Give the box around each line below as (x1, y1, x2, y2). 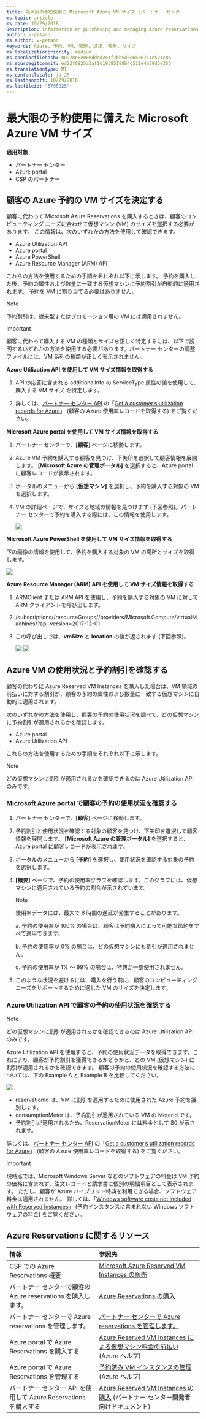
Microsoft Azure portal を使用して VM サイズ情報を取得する (6, 427, 159, 435)
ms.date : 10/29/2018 (6, 20, 59, 26)
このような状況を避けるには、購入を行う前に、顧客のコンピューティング (15, 976, 198, 984)
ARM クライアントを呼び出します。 (15, 601, 104, 608)
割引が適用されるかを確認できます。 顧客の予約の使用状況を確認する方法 (6, 1064, 190, 1071)
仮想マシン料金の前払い (111, 1342, 179, 1351)
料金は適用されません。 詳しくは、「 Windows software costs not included (6, 1195, 192, 1203)
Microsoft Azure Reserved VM (99, 1261, 186, 1270)
